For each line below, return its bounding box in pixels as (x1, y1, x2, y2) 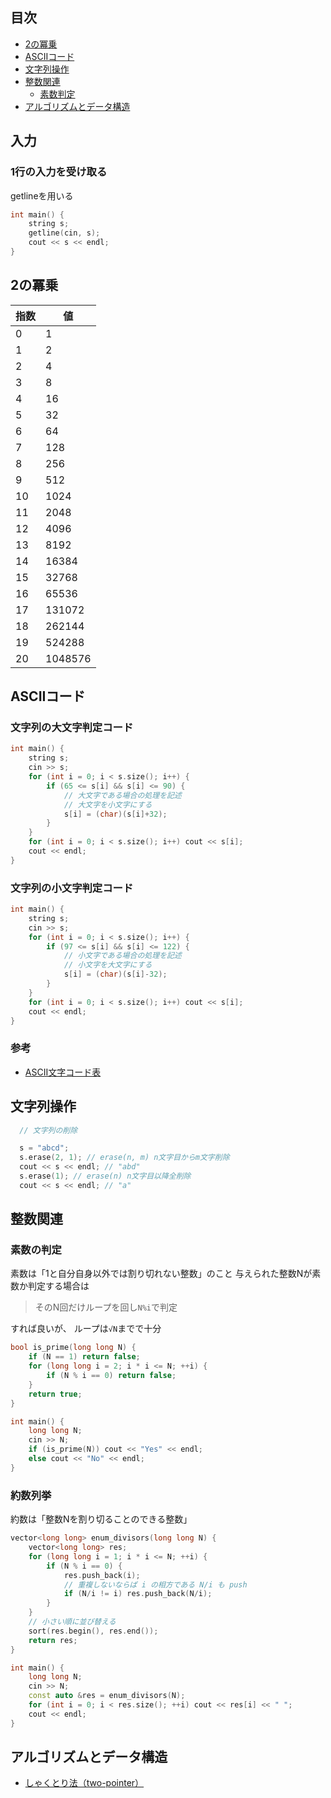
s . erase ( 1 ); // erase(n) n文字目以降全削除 (19, 1171, 192, 1182)
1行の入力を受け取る (10, 165, 108, 179)
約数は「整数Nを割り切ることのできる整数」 (10, 1513, 193, 1525)
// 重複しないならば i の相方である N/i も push (63, 1579, 248, 1590)
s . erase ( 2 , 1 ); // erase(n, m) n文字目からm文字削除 (19, 1153, 230, 1163)
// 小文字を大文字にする (63, 960, 153, 970)
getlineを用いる (10, 189, 74, 202)
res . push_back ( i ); (63, 1570, 141, 1580)
